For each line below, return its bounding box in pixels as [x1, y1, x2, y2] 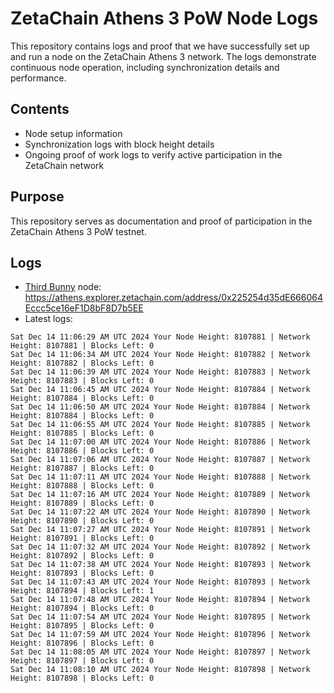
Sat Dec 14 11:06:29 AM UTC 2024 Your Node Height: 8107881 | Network [10, 332, 311, 342]
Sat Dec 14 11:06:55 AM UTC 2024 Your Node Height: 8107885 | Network [10, 420, 311, 430]
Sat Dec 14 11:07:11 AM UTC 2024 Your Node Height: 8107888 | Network [10, 472, 311, 482]
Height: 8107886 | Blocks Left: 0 [10, 446, 155, 456]
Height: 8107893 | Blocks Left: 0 [10, 568, 155, 579]
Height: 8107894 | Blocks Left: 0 [10, 603, 155, 614]
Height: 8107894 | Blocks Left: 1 [10, 586, 155, 596]
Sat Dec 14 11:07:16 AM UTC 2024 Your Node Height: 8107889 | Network [10, 490, 311, 500]
